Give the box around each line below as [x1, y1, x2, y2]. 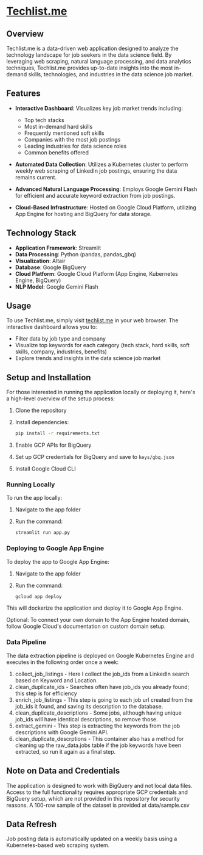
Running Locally [6, 480, 55, 489]
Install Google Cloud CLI [15, 465, 76, 472]
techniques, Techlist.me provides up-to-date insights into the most [6, 64, 173, 71]
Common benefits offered [24, 148, 89, 156]
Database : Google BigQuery [15, 264, 86, 271]
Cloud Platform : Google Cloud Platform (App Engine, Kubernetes [15, 270, 178, 277]
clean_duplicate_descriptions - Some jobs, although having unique [15, 709, 182, 716]
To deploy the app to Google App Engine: [6, 558, 109, 565]
